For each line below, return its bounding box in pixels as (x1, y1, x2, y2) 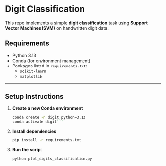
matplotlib (19, 74, 42, 79)
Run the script (12, 147, 42, 153)
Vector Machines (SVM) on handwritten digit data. (5, 25, 109, 31)
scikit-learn (19, 69, 47, 74)
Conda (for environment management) (12, 58, 91, 64)
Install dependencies (12, 128, 57, 134)
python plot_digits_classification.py (12, 156, 92, 161)
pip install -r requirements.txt (12, 138, 82, 143)
